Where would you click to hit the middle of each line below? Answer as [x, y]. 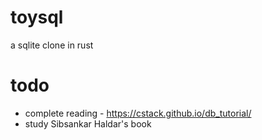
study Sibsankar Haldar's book [88, 123]
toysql [37, 17]
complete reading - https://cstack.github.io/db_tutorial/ [138, 113]
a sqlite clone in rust [52, 45]
